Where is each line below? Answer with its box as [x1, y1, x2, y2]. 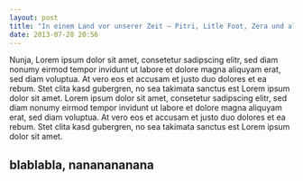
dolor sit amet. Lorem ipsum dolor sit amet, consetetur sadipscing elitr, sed [9, 93, 287, 104]
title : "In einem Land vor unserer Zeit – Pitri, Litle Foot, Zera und [9, 22, 284, 31]
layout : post [9, 13, 59, 23]
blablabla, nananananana [9, 157, 155, 172]
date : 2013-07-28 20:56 [9, 30, 99, 39]
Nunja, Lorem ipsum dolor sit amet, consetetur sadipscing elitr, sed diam [9, 55, 279, 66]
